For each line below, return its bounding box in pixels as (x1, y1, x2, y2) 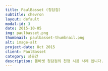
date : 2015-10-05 (5, 26, 42, 31)
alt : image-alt (5, 40, 37, 45)
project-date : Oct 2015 (5, 44, 56, 49)
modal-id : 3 (5, 21, 30, 26)
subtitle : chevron (5, 12, 44, 17)
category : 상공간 (5, 53, 39, 59)
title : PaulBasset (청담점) (5, 7, 62, 12)
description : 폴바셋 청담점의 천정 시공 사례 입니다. (5, 58, 104, 63)
